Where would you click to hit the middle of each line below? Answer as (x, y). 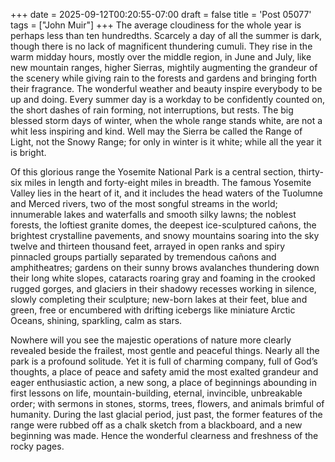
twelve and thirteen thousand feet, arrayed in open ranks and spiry (148, 246)
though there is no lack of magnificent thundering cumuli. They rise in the (161, 46)
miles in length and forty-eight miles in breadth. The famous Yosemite (168, 182)
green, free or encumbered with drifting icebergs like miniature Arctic (153, 310)
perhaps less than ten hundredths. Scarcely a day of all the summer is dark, (166, 35)
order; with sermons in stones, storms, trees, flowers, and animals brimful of (167, 403)
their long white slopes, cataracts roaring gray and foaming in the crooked (163, 278)
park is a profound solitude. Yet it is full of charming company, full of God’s (164, 361)
